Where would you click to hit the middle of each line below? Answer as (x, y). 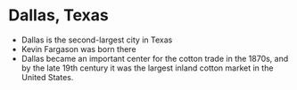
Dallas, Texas (58, 15)
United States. (47, 77)
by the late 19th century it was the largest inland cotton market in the (147, 68)
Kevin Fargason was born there (78, 49)
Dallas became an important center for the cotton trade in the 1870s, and (155, 58)
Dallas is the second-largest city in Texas (97, 40)
